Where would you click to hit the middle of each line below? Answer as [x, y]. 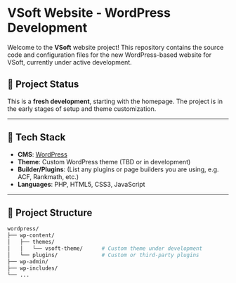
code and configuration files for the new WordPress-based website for [110, 55]
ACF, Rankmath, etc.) [48, 176]
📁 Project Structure [50, 212]
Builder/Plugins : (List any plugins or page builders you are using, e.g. [118, 169]
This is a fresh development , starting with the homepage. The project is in [115, 101]
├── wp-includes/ [33, 268]
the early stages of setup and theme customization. [82, 108]
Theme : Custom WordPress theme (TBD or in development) [104, 162]
